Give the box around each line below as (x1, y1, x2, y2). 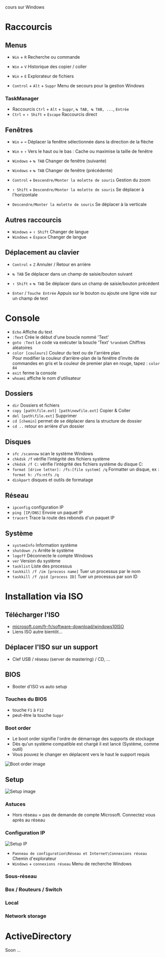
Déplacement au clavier (5, 248, 80, 257)
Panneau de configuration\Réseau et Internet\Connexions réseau (12, 851, 147, 856)
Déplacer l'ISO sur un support (5, 643, 99, 651)
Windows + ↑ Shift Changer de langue (12, 229, 89, 235)
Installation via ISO (5, 591, 84, 602)
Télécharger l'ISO (5, 610, 60, 619)
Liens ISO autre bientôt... (12, 629, 63, 635)
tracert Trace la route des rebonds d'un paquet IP (12, 515, 115, 521)
